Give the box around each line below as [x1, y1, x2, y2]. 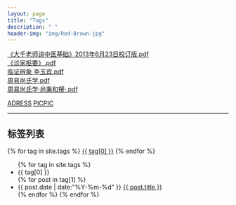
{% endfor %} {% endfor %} [17, 190, 100, 199]
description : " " [7, 23, 58, 30]
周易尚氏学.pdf [7, 77, 51, 85]
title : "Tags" [7, 17, 49, 24]
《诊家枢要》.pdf [7, 59, 56, 67]
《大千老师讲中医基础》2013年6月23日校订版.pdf [7, 50, 149, 58]
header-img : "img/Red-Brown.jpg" [7, 29, 105, 37]
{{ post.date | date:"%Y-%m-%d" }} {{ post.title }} [17, 183, 163, 192]
